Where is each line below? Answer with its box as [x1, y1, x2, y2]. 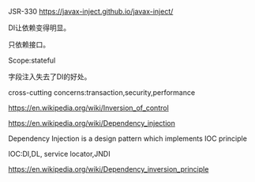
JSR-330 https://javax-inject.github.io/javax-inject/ [8, 7, 174, 16]
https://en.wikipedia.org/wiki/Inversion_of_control [8, 103, 170, 112]
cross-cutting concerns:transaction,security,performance [8, 88, 196, 97]
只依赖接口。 [8, 40, 50, 49]
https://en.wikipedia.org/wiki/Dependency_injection [8, 119, 176, 127]
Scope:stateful [8, 55, 56, 65]
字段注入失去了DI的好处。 [8, 72, 92, 82]
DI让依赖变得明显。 [8, 23, 71, 32]
